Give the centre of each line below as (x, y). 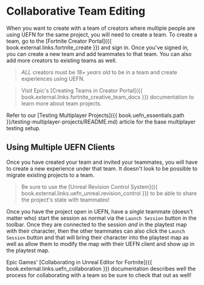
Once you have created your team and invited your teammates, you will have (102, 162)
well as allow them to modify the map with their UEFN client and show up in (100, 244)
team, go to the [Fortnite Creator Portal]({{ (59, 41)
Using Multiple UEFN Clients (61, 147)
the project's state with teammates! (65, 200)
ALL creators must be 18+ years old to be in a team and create (99, 72)
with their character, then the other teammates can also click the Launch (96, 231)
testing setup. (23, 128)
